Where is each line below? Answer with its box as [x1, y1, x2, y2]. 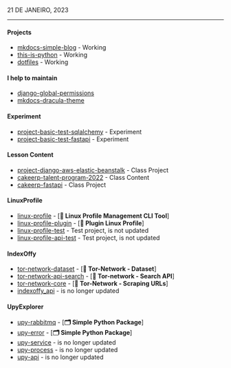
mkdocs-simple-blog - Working [16, 43, 107, 52]
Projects [7, 28, 32, 37]
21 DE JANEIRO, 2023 [7, 6, 69, 14]
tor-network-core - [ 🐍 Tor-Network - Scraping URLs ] [16, 279, 168, 288]
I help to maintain [7, 74, 58, 82]
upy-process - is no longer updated [16, 346, 118, 354]
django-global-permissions [16, 89, 95, 97]
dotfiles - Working [16, 58, 69, 66]
